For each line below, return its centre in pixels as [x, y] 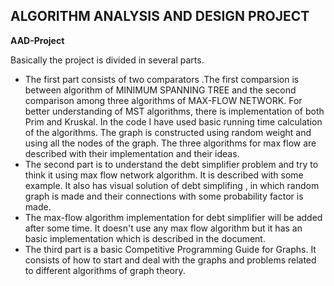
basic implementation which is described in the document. [145, 238]
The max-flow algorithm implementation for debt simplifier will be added [173, 217]
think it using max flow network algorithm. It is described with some [164, 175]
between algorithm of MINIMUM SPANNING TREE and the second [160, 90]
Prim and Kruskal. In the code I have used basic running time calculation [173, 121]
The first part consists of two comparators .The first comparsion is [162, 79]
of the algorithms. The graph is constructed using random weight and [168, 132]
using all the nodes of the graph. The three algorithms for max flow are [170, 143]
